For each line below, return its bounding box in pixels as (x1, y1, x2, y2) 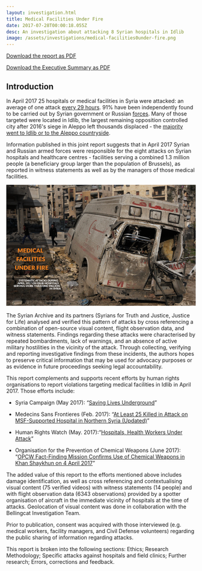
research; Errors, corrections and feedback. (6, 558, 115, 565)
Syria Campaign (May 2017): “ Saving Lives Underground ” (14, 398, 158, 406)
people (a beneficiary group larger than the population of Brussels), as (6, 160, 181, 167)
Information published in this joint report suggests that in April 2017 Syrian (6, 141, 190, 148)
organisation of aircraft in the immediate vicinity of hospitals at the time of (6, 496, 189, 504)
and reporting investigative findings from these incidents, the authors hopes (6, 350, 194, 357)
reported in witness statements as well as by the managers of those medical (6, 166, 195, 174)
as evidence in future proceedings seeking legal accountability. (6, 362, 164, 370)
